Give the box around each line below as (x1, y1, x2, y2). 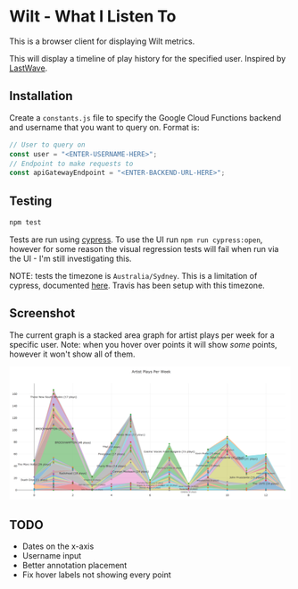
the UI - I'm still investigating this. (9, 253, 132, 264)
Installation (9, 88, 73, 104)
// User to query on (9, 140, 87, 149)
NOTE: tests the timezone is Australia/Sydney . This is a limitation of (9, 270, 258, 281)
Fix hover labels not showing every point (21, 569, 171, 580)
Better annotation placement (21, 560, 128, 571)
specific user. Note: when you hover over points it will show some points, (9, 339, 278, 349)
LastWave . (9, 63, 48, 73)
